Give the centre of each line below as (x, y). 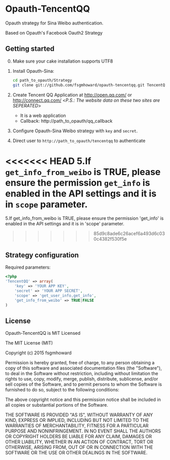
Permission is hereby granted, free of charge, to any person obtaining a (80, 363)
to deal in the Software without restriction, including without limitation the (82, 373)
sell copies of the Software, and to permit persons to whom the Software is (84, 384)
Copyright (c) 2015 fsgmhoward (39, 353)
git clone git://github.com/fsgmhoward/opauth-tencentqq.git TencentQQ (90, 85)
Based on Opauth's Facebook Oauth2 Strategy (54, 33)
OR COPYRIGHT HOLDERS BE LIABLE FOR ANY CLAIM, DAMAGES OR (79, 437)
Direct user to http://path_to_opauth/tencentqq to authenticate (79, 140)
